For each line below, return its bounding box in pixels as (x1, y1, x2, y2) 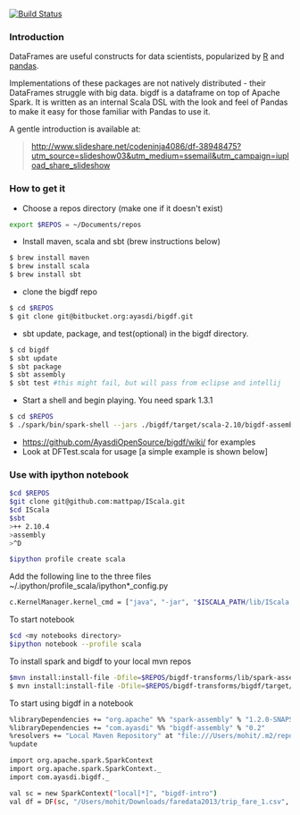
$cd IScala (9, 505, 50, 514)
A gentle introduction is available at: (9, 123, 141, 134)
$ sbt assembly (9, 370, 66, 379)
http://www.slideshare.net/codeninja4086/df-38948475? (30, 141, 242, 152)
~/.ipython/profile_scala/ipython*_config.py (9, 581, 169, 591)
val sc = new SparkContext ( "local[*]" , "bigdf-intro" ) (9, 788, 218, 798)
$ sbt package (9, 362, 62, 371)
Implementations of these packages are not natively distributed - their (9, 78, 266, 89)
